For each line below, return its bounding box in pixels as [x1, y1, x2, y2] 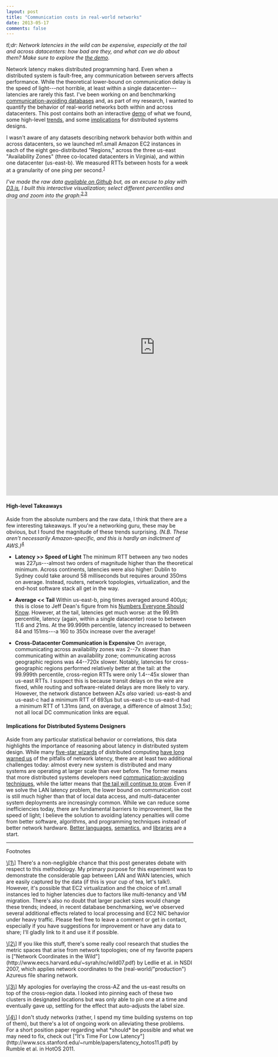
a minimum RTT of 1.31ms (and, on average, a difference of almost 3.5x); [14, 702, 192, 710]
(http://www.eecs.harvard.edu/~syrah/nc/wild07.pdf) [6, 959, 136, 966]
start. [6, 830, 20, 838]
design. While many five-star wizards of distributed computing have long [6, 748, 185, 755]
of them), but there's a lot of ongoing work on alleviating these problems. [6, 1020, 185, 1027]
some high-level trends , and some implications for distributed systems [6, 116, 179, 124]
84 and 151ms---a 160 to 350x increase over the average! [14, 628, 156, 635]
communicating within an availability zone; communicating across [14, 652, 176, 660]
